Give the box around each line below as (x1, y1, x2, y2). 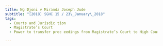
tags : (5, 16, 16, 21)
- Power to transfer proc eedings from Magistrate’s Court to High (9, 30, 149, 34)
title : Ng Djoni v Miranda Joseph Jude (5, 7, 86, 12)
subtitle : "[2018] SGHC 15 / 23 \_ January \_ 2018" (5, 12, 105, 16)
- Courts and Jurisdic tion (9, 20, 66, 26)
